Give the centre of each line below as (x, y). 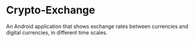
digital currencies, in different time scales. (57, 32)
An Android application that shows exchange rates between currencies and (97, 26)
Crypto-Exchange (51, 10)
